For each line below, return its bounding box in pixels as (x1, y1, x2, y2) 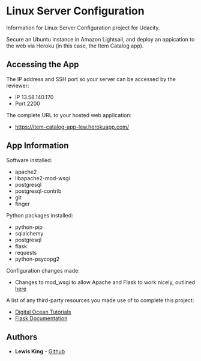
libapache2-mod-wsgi (14, 174, 70, 181)
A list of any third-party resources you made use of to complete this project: (6, 296, 194, 304)
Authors (6, 332, 38, 342)
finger (14, 200, 30, 207)
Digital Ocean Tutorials (14, 308, 71, 315)
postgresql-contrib (14, 187, 62, 195)
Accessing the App (6, 59, 79, 70)
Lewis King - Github (14, 348, 65, 355)
